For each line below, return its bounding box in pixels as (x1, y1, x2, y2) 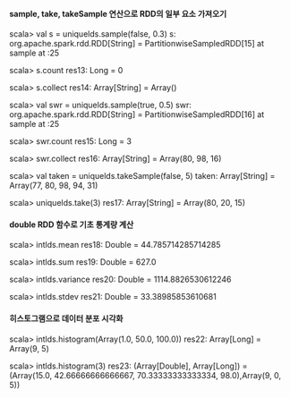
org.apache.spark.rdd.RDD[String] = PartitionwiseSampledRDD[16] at (9, 109, 265, 120)
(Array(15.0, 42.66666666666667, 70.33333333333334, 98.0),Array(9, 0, (9, 369, 282, 380)
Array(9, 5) (9, 343, 49, 353)
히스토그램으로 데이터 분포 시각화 (9, 313, 124, 324)
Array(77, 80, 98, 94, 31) (9, 180, 98, 191)
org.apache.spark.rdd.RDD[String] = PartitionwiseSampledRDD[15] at (9, 38, 265, 49)
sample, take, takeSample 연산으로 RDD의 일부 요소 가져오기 (9, 8, 227, 19)
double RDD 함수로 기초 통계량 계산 (9, 219, 134, 230)
